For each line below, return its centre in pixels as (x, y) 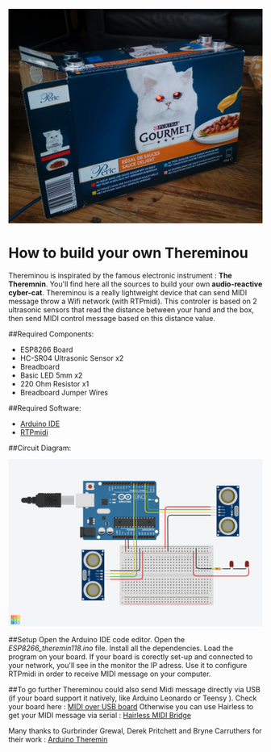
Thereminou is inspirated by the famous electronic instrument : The (120, 275)
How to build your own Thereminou (128, 253)
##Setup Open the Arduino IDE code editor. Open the (97, 639)
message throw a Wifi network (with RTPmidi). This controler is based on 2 (133, 301)
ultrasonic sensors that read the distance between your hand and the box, (131, 309)
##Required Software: (45, 407)
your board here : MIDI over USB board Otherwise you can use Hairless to (131, 706)
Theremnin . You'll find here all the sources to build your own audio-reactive (135, 284)
